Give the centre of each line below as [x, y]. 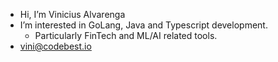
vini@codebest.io [55, 46]
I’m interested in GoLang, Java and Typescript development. [143, 25]
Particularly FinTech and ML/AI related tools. [126, 35]
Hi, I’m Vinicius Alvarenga [72, 14]
